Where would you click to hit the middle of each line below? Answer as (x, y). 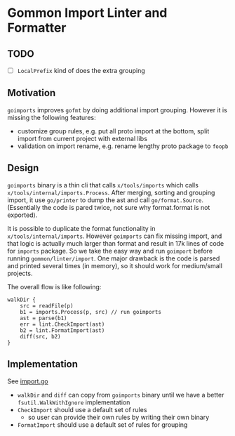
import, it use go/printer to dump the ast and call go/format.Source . (105, 200)
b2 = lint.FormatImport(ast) (62, 330)
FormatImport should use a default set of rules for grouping (102, 424)
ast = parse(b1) (44, 318)
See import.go (28, 381)
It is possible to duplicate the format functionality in (81, 228)
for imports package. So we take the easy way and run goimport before (110, 251)
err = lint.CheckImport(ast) (62, 324)
